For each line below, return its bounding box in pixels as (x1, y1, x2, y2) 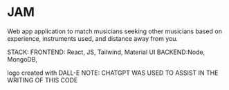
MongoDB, (7, 55, 38, 63)
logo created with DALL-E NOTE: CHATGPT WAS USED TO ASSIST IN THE (7, 69, 219, 77)
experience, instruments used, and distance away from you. (7, 34, 178, 42)
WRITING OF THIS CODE (7, 75, 78, 84)
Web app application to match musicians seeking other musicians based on (7, 27, 223, 35)
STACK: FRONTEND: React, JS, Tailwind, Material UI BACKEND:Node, (7, 48, 205, 56)
